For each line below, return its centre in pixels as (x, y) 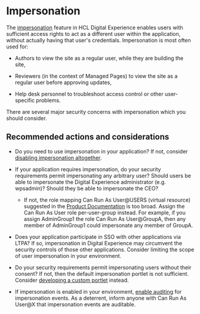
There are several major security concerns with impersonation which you (96, 112)
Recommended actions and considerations (88, 137)
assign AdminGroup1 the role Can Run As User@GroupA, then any (105, 218)
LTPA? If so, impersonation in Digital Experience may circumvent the (99, 243)
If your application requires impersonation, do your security (88, 169)
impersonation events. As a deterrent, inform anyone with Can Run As (101, 298)
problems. (48, 100)
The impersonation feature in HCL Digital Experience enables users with (95, 27)
